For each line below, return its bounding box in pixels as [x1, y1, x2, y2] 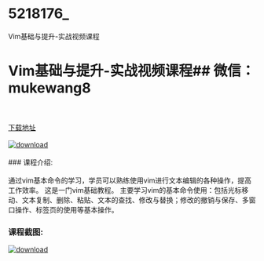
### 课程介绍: [8, 158, 53, 167]
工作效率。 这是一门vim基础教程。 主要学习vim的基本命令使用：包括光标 [8, 185, 242, 194]
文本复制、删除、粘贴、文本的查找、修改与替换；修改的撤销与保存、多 [21, 195, 249, 205]
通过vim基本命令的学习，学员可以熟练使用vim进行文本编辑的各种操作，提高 [8, 176, 252, 185]
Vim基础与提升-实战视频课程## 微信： [8, 62, 255, 80]
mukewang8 [8, 79, 92, 97]
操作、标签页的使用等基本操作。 [14, 205, 119, 214]
